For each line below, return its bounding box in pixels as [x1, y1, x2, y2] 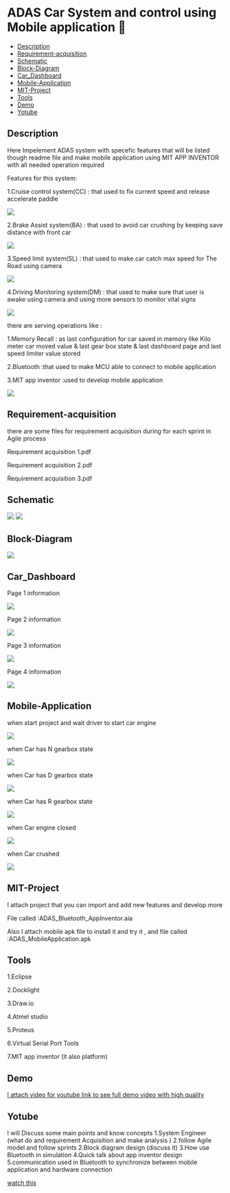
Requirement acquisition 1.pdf [7, 447, 91, 456]
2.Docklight [7, 986, 40, 994]
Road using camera [7, 261, 62, 269]
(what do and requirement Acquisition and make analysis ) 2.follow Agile [7, 1136, 211, 1145]
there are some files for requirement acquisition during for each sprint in [7, 427, 211, 435]
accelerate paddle [7, 194, 58, 203]
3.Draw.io [7, 999, 34, 1007]
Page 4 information [7, 668, 62, 676]
